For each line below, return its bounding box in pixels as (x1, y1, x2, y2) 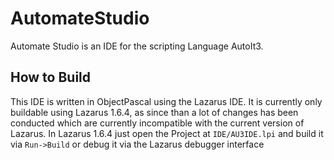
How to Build (10, 69, 92, 86)
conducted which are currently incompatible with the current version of (10, 117, 305, 129)
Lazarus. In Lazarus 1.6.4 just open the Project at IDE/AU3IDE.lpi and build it (10, 127, 324, 139)
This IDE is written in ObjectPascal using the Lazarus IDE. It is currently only (10, 95, 323, 107)
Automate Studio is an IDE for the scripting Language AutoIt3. (10, 40, 264, 52)
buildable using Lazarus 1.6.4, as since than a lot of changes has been (10, 106, 299, 118)
